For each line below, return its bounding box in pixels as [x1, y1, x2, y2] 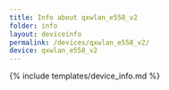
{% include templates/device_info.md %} [9, 70, 161, 81]
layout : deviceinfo [9, 29, 82, 38]
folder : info [9, 21, 58, 30]
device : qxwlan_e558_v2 [9, 46, 98, 55]
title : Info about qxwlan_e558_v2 [9, 12, 139, 22]
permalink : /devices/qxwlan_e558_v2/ [9, 37, 150, 47]
